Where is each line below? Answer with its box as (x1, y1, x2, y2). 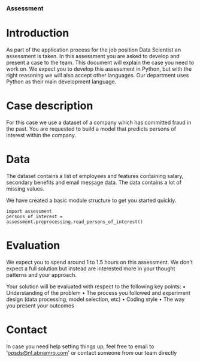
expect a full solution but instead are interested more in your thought (6, 265, 175, 272)
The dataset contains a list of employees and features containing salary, (6, 172, 184, 179)
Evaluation (6, 239, 60, 252)
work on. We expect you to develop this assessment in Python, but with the (6, 65, 192, 73)
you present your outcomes (6, 301, 75, 309)
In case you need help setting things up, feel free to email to (6, 343, 154, 350)
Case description (6, 99, 93, 113)
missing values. (6, 185, 45, 192)
